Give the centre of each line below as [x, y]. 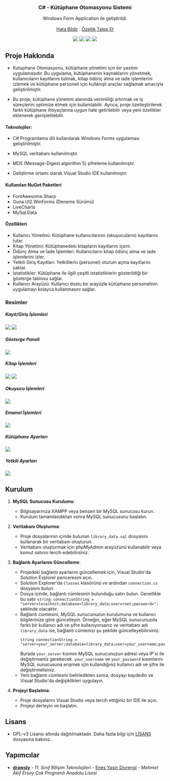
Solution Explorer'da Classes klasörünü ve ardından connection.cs [89, 583]
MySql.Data [25, 212]
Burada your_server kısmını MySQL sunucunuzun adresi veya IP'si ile [92, 654]
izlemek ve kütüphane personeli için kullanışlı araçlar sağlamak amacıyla [88, 84]
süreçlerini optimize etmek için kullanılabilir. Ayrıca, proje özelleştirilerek [87, 105]
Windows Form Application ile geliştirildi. [85, 18]
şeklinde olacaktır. [39, 609]
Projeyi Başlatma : [31, 691]
